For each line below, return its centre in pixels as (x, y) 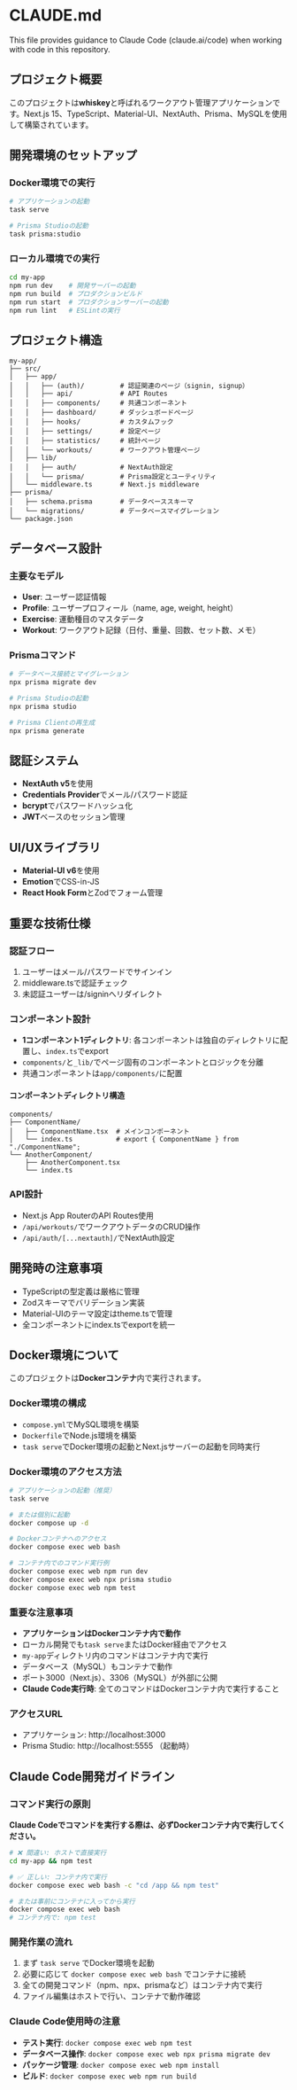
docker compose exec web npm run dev (79, 1571)
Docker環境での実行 (52, 183)
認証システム (44, 761)
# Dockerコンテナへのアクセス (58, 1539)
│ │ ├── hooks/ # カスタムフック (91, 422)
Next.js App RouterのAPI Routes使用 (88, 1215)
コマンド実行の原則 (50, 1804)
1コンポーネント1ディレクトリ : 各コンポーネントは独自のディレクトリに (151, 1040)
